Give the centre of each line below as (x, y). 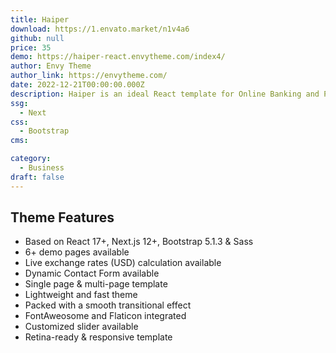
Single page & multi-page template (96, 284)
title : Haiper (40, 19)
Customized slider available (81, 327)
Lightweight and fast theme (81, 295)
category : (31, 159)
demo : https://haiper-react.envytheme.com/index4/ (118, 57)
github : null (37, 38)
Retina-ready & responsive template (98, 337)
